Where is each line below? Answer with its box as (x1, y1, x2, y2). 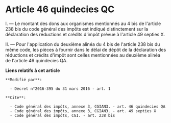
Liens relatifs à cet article (5, 67, 60, 73)
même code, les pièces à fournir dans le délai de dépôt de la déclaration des (5, 46, 166, 53)
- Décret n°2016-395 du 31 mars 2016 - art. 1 (10, 86, 111, 91)
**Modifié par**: (5, 77, 42, 82)
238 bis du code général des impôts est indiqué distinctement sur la (5, 26, 149, 32)
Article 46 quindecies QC (5, 4, 115, 15)
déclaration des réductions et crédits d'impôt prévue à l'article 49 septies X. (5, 31, 165, 37)
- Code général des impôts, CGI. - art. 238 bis (10, 113, 115, 118)
